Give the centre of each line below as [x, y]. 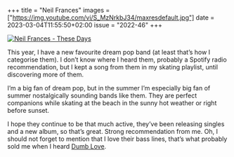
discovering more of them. [46, 74]
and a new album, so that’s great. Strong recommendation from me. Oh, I [112, 131]
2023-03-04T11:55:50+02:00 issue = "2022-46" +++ [85, 25]
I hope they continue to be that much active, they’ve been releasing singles [116, 124]
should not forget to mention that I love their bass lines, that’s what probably [117, 139]
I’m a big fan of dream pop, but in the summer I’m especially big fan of [109, 88]
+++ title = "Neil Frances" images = [59, 10]
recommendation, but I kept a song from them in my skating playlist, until [113, 67]
